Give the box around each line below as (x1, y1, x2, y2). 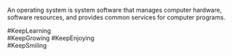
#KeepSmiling (7, 41, 47, 49)
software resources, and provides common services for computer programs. (7, 13, 226, 21)
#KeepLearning (7, 27, 51, 35)
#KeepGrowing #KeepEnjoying (7, 34, 95, 42)
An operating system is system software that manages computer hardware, (7, 6, 222, 14)
